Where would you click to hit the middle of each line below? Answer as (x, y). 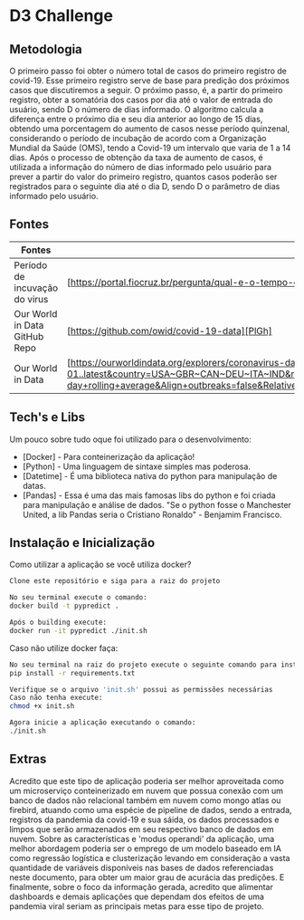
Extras (28, 759)
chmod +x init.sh (42, 706)
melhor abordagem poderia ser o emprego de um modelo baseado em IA (146, 848)
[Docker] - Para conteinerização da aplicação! (109, 456)
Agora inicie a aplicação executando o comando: (103, 723)
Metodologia (46, 49)
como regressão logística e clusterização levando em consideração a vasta (150, 858)
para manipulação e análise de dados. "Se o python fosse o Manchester (157, 504)
